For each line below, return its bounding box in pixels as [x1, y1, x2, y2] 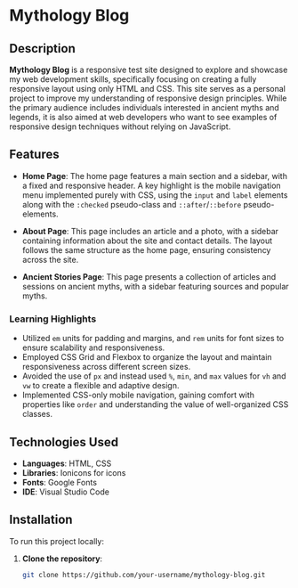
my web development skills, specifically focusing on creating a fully [9, 74, 257, 85]
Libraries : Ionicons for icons [21, 467, 126, 478]
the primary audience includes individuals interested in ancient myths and [9, 102, 280, 112]
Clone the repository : [21, 553, 103, 564]
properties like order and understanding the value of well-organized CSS [21, 399, 289, 410]
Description [9, 41, 76, 56]
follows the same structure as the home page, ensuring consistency [21, 244, 271, 255]
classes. [21, 409, 53, 420]
